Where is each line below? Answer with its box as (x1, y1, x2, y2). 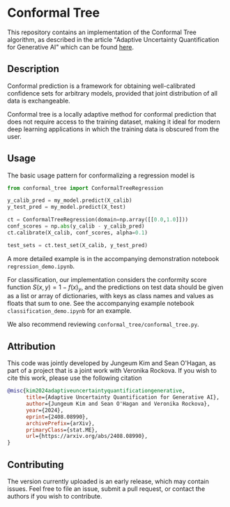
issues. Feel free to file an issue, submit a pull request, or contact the (7, 484, 206, 493)
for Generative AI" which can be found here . (7, 43, 135, 51)
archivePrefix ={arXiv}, (25, 420, 95, 427)
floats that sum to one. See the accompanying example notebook (7, 299, 194, 308)
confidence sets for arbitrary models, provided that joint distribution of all (7, 89, 218, 97)
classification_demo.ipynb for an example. (7, 307, 132, 315)
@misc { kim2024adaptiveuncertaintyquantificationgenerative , (7, 388, 186, 395)
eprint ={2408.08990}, (25, 413, 89, 420)
